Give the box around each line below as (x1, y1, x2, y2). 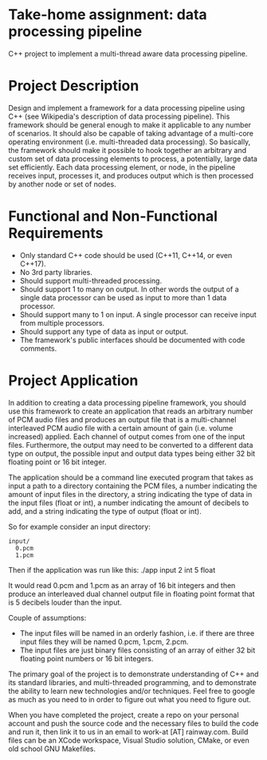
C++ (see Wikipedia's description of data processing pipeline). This (8, 112, 230, 121)
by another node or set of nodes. (8, 179, 117, 189)
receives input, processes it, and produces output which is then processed (8, 170, 253, 180)
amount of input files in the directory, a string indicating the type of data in (8, 489, 253, 499)
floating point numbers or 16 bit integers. (19, 653, 154, 663)
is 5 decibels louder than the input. (8, 597, 122, 607)
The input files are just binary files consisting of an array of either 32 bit (19, 645, 256, 655)
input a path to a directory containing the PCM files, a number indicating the (8, 480, 257, 491)
